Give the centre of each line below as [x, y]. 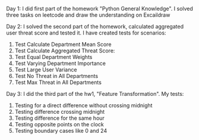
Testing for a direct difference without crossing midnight [83, 105]
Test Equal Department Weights [53, 57]
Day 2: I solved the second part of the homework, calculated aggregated [95, 27]
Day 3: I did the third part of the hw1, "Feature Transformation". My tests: [95, 94]
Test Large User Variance [46, 70]
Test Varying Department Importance [60, 63]
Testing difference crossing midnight [60, 112]
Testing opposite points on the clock [59, 124]
